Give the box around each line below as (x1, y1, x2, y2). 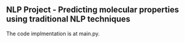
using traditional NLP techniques (6, 14, 131, 24)
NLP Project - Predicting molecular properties (6, 5, 179, 15)
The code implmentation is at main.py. (6, 30, 100, 37)
